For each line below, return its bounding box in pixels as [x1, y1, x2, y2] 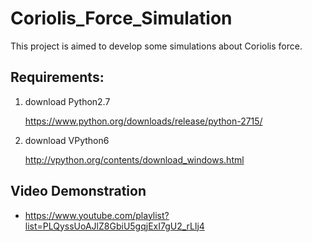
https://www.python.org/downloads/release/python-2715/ [24, 115, 263, 127]
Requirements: [10, 69, 105, 86]
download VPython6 [24, 134, 110, 146]
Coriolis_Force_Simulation [10, 7, 233, 30]
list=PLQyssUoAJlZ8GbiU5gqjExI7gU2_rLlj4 [24, 220, 205, 232]
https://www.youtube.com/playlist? [24, 209, 170, 221]
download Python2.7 [24, 95, 111, 107]
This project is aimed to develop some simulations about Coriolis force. [10, 40, 303, 52]
